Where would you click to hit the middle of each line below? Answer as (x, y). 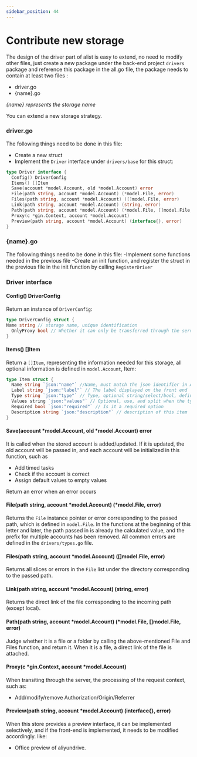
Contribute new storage (65, 40)
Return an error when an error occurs (51, 491)
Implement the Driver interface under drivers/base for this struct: (94, 161)
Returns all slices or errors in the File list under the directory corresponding (98, 569)
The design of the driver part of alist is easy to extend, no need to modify (94, 57)
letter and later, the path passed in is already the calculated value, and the (95, 531)
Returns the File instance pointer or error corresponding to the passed (92, 518)
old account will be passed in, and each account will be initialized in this (93, 450)
